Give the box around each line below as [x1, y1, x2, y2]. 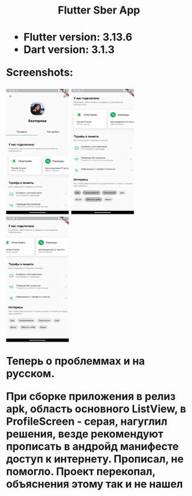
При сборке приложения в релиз [6, 390, 176, 404]
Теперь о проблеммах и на [6, 355, 145, 368]
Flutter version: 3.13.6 [23, 31, 133, 44]
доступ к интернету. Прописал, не [6, 452, 184, 466]
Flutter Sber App [58, 4, 140, 17]
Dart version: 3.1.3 [23, 43, 115, 57]
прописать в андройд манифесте [6, 440, 179, 454]
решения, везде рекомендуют [6, 428, 164, 441]
